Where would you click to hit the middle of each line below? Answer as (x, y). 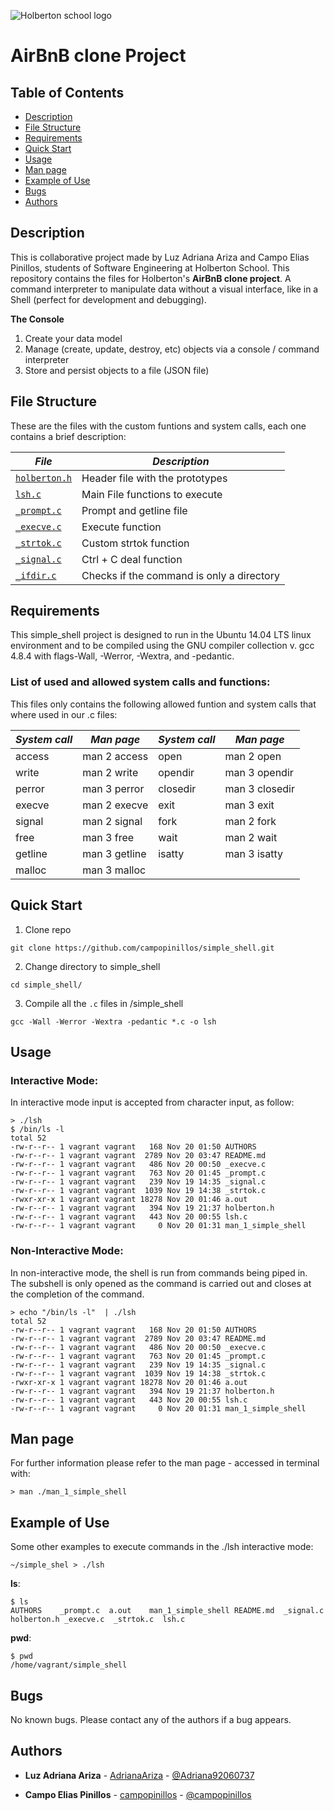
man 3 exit (249, 805)
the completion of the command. (77, 1294)
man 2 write (110, 772)
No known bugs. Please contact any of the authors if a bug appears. (151, 1719)
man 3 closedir (259, 788)
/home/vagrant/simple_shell (69, 1665)
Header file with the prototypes (154, 478)
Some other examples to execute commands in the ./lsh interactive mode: (162, 1547)
